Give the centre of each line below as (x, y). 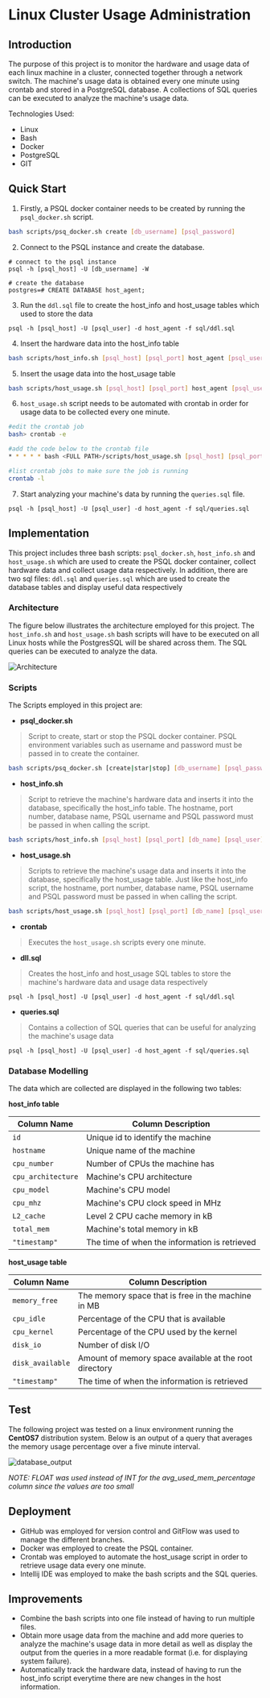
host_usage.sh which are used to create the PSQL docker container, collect (132, 561)
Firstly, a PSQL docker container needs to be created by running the (133, 208)
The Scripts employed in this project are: (76, 705)
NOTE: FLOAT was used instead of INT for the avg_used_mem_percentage (132, 1477)
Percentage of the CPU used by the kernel (157, 1332)
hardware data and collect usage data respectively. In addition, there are (128, 570)
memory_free (35, 1301)
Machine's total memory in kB (142, 1229)
